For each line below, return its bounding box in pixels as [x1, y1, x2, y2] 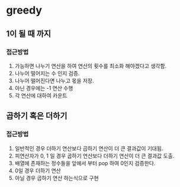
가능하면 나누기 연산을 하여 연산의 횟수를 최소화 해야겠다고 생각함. [14, 62, 167, 69]
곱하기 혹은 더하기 [6, 111, 67, 121]
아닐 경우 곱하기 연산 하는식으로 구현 [14, 174, 99, 181]
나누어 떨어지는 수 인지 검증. [14, 69, 80, 77]
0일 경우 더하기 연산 [14, 167, 61, 174]
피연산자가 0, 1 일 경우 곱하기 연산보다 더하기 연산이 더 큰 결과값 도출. [14, 152, 175, 159]
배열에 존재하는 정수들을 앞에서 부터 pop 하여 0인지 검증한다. [14, 159, 156, 166]
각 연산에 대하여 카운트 [14, 92, 67, 99]
